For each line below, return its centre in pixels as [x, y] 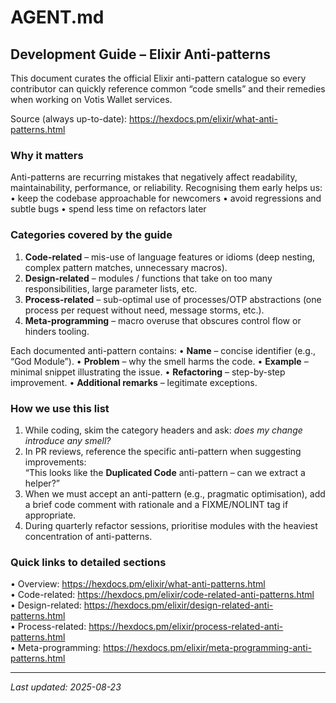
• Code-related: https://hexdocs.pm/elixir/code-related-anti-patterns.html [162, 595]
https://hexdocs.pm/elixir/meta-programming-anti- [207, 648]
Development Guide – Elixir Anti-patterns [141, 54]
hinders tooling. [57, 331]
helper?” [42, 483]
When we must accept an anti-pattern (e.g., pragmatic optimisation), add [175, 493]
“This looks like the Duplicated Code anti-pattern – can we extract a [165, 472]
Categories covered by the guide [91, 235]
